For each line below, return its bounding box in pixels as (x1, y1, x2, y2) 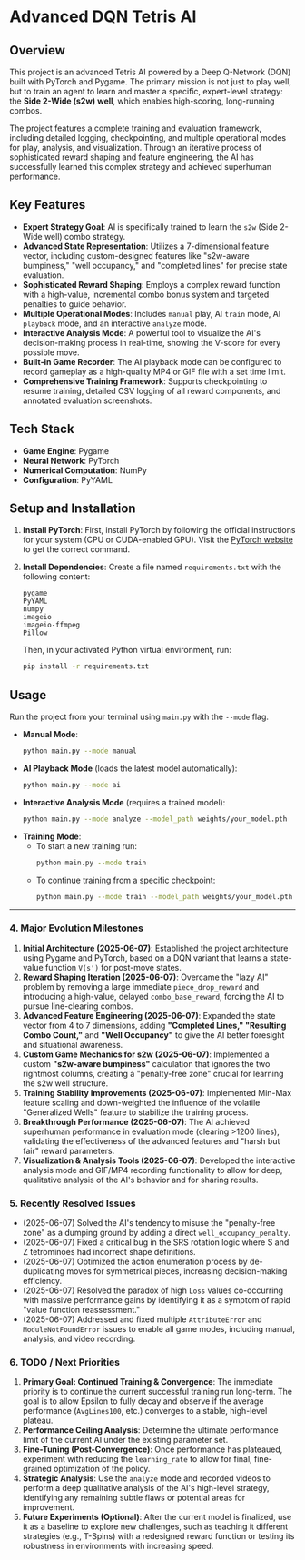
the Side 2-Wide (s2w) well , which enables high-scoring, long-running (9, 95, 275, 106)
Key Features (9, 197, 86, 212)
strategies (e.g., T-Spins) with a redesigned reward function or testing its (22, 1531, 295, 1542)
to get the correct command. (22, 544, 131, 555)
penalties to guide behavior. (22, 298, 127, 310)
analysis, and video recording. (22, 1333, 136, 1345)
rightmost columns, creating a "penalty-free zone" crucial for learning (22, 1068, 284, 1079)
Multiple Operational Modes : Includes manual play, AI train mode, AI (22, 308, 281, 319)
